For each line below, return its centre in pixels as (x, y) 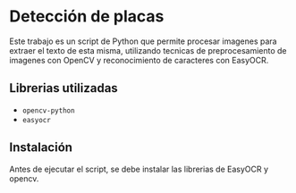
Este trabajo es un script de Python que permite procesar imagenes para (143, 41)
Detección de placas (87, 17)
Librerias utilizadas (63, 88)
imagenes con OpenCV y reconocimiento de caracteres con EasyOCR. (139, 60)
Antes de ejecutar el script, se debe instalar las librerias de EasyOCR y (139, 169)
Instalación (41, 148)
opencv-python (48, 110)
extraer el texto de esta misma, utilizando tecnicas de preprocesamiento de (148, 50)
